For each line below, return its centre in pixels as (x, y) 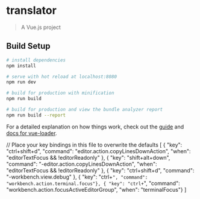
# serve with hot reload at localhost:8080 (62, 77)
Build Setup (28, 46)
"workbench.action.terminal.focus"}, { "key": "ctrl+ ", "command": (93, 183)
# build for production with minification (60, 93)
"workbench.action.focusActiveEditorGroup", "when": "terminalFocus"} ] (96, 189)
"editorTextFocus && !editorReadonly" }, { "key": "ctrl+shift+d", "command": (100, 170)
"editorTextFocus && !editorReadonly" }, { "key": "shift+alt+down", (88, 157)
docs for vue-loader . (32, 133)
